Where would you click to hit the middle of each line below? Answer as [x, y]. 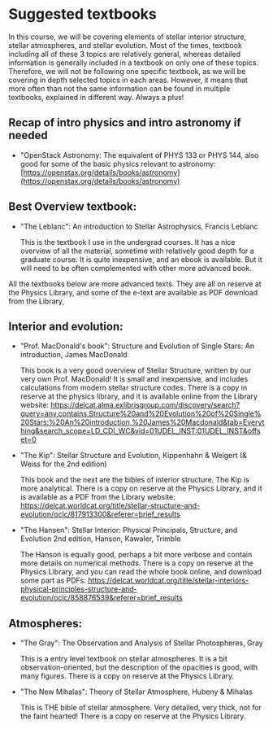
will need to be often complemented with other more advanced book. [136, 268]
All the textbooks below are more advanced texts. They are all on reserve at [135, 284]
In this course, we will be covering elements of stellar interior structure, [127, 37]
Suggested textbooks [82, 14]
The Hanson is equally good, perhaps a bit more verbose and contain [136, 555]
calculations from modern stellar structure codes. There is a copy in [134, 388]
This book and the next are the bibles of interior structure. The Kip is [134, 480]
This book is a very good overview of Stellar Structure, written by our [136, 370]
